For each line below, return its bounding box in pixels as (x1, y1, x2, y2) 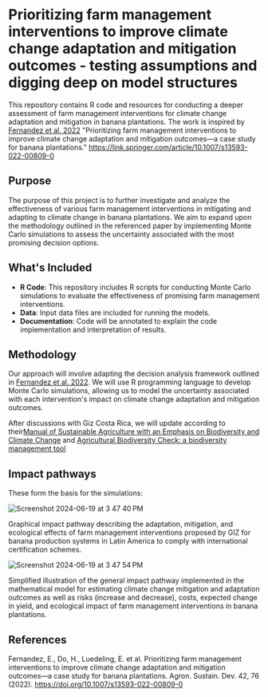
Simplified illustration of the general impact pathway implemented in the (8, 576, 245, 585)
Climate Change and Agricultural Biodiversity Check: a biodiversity (8, 436, 227, 445)
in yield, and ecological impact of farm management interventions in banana (8, 601, 258, 611)
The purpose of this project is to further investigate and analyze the (8, 195, 231, 205)
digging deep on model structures (8, 74, 238, 92)
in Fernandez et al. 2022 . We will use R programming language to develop (8, 377, 251, 387)
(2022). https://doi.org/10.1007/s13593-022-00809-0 (8, 679, 183, 689)
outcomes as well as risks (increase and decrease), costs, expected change (8, 593, 258, 603)
